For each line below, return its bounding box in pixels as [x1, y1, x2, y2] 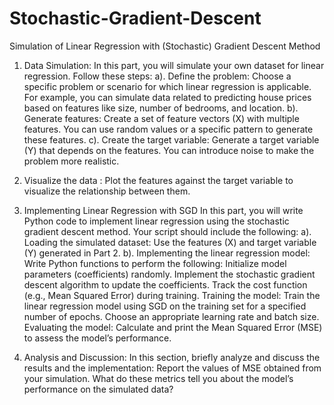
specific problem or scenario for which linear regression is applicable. [23, 80, 312, 92]
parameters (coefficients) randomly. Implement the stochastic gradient [23, 268, 316, 280]
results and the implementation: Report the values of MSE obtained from [23, 362, 322, 374]
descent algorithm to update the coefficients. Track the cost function [23, 278, 308, 291]
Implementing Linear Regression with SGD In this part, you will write [23, 204, 304, 216]
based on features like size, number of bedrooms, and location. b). [23, 102, 299, 114]
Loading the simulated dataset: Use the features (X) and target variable [23, 236, 317, 248]
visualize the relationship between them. [23, 185, 191, 197]
